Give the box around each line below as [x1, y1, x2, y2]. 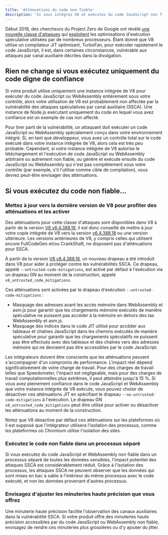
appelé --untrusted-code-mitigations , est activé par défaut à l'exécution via [5, 266, 163, 272]
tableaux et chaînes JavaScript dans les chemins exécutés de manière [12, 329, 157, 334]
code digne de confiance [5, 75, 84, 83]
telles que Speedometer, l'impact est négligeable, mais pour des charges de [5, 370, 162, 376]
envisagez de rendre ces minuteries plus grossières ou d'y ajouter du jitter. [5, 524, 159, 530]
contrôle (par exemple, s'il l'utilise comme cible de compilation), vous [5, 167, 148, 173]
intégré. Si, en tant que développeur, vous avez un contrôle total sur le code [5, 135, 161, 141]
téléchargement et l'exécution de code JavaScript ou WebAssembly [5, 151, 145, 157]
